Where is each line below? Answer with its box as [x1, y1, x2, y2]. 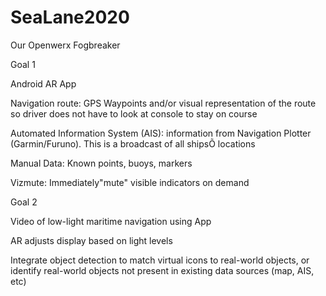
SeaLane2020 [10, 6, 130, 29]
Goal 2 [10, 196, 38, 208]
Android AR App [10, 77, 77, 90]
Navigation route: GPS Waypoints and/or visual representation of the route [10, 97, 317, 109]
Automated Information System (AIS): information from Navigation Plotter [10, 127, 312, 139]
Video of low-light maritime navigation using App [10, 215, 212, 227]
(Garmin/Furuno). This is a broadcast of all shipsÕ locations [10, 137, 256, 150]
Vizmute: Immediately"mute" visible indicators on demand [10, 176, 250, 188]
